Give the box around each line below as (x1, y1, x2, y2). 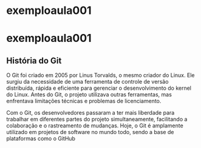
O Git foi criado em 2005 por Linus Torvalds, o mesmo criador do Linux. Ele (6, 72, 195, 79)
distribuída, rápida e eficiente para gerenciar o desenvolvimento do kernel (6, 84, 191, 92)
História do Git (6, 55, 62, 66)
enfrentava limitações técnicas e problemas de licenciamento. (6, 98, 162, 105)
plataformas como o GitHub (6, 135, 76, 143)
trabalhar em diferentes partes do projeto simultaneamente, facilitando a (6, 116, 188, 123)
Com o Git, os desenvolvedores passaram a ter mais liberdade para (6, 109, 175, 116)
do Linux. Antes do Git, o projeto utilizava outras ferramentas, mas (6, 91, 172, 98)
